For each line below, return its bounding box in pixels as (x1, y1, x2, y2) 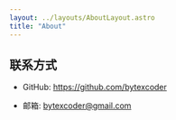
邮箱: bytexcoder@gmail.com (22, 100, 132, 111)
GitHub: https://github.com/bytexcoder (22, 82, 167, 93)
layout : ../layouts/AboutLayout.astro (9, 13, 155, 23)
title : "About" (9, 22, 67, 31)
